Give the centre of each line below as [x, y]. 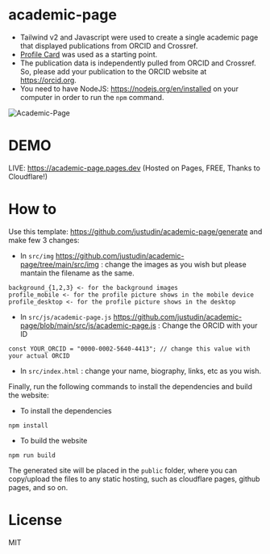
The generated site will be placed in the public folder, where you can [123, 470]
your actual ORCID [39, 356]
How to [33, 210]
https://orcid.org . [48, 80]
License [35, 520]
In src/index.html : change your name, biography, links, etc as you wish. [141, 371]
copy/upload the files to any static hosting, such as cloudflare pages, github [134, 479]
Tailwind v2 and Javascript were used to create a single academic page [139, 37]
